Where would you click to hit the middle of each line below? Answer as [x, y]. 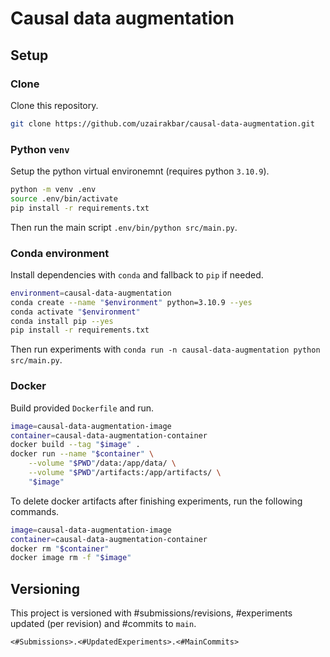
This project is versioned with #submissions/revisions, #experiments [151, 613]
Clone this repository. [54, 105]
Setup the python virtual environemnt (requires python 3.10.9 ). [140, 171]
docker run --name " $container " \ [82, 454]
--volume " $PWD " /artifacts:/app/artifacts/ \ [125, 473]
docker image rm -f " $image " [71, 558]
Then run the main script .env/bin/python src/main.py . [124, 227]
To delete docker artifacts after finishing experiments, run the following [156, 501]
